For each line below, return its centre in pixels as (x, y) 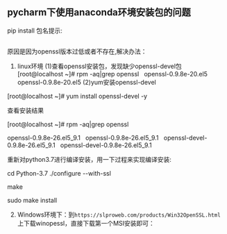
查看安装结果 (25, 110)
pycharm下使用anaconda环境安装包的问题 (99, 12)
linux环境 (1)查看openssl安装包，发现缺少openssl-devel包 (99, 66)
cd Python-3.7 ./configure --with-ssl (59, 173)
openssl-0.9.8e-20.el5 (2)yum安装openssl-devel (86, 82)
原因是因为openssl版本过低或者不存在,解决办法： (77, 51)
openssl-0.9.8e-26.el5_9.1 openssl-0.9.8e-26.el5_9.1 (83, 137)
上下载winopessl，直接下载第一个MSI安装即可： (86, 223)
